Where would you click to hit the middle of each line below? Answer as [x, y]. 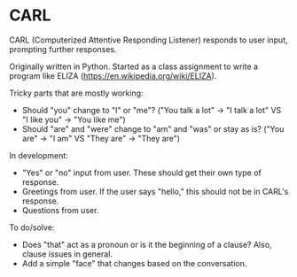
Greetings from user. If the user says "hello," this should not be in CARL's [155, 191]
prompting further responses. [63, 49]
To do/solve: [32, 227]
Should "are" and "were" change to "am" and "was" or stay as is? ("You [153, 128]
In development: [39, 155]
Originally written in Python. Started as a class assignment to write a [134, 66]
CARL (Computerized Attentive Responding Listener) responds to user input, [148, 40]
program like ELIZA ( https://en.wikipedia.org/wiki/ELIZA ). [113, 75]
